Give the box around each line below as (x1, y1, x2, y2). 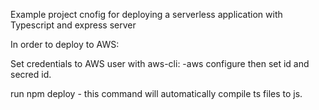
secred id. (10, 69, 52, 80)
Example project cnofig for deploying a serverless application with (10, 9, 283, 20)
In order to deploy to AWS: (10, 39, 120, 50)
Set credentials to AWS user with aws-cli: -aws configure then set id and (10, 58, 310, 69)
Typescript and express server (10, 19, 137, 31)
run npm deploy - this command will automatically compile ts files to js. (10, 88, 303, 99)
